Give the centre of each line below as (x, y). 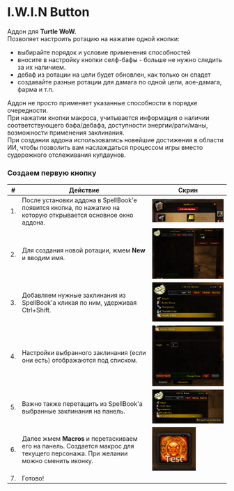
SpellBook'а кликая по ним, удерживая (79, 303)
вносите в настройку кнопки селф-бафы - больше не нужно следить (120, 59)
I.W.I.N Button (48, 12)
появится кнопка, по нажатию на (71, 207)
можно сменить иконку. (58, 460)
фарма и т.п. (36, 89)
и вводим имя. (44, 258)
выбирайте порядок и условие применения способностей (104, 52)
